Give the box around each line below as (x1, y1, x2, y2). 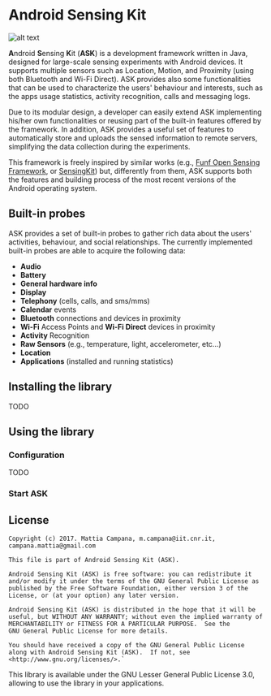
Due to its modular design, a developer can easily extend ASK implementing (8, 107, 262, 117)
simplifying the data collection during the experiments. (8, 141, 191, 151)
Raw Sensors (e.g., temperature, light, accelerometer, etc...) (19, 339, 222, 348)
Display (19, 287, 47, 297)
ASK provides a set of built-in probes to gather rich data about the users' (8, 228, 252, 238)
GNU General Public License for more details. (8, 627, 169, 635)
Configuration (8, 449, 65, 460)
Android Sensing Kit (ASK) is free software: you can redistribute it (8, 570, 252, 578)
